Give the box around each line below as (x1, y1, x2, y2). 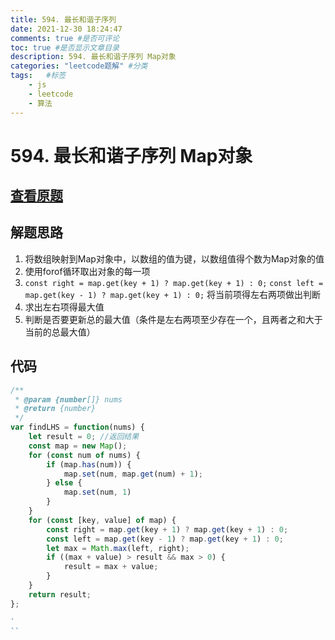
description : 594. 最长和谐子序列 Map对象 (10, 52, 177, 62)
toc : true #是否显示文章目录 (10, 42, 120, 53)
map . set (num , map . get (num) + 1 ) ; (63, 469, 203, 479)
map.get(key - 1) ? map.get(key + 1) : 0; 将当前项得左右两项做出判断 (24, 288, 322, 300)
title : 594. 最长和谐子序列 (10, 14, 117, 25)
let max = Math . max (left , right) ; (46, 543, 190, 553)
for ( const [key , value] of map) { (28, 515, 177, 525)
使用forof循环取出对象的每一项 (24, 265, 151, 277)
